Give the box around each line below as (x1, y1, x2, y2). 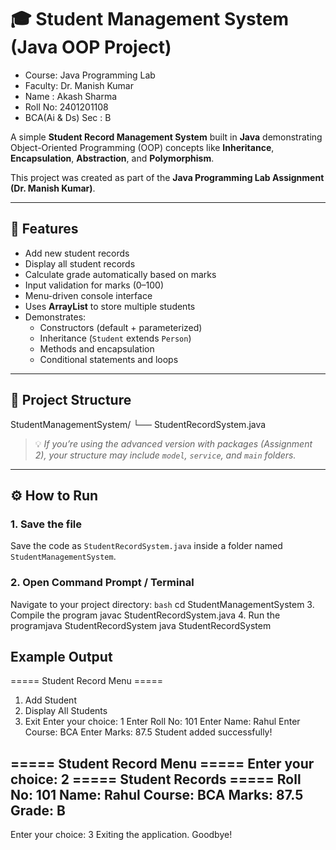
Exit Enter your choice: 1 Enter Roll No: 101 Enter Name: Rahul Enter (24, 716, 301, 728)
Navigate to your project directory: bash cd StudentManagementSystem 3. (10, 598, 315, 610)
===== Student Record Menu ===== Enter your (10, 755, 315, 772)
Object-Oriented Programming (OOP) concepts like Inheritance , (10, 141, 275, 153)
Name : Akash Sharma (24, 90, 118, 102)
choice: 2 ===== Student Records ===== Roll (10, 771, 302, 788)
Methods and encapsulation (39, 342, 155, 355)
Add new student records (24, 247, 130, 259)
